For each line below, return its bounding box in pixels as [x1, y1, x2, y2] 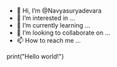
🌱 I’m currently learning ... [16, 21, 91, 29]
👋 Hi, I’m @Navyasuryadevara [16, 7, 102, 15]
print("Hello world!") [6, 52, 64, 60]
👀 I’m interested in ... [16, 14, 75, 22]
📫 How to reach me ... [16, 37, 81, 44]
